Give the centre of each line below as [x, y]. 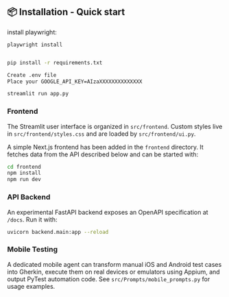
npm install [24, 173]
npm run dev [24, 180]
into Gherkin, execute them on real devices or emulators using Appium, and [114, 272]
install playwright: [32, 32]
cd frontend [24, 167]
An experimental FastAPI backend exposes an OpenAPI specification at [108, 212]
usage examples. [31, 286]
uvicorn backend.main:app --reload [58, 232]
